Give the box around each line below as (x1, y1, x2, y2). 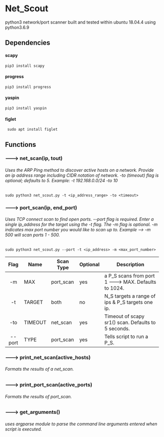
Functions (5, 140, 37, 149)
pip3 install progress (5, 84, 51, 89)
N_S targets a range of (104, 293, 156, 300)
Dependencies (5, 39, 50, 47)
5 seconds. (104, 325, 130, 332)
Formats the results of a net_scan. (5, 366, 74, 372)
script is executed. (5, 426, 42, 432)
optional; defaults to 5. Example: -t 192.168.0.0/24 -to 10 (5, 178, 118, 184)
